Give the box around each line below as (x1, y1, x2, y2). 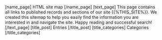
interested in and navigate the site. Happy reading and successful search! (5, 19, 152, 25)
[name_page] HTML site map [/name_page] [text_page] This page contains (5, 4, 155, 10)
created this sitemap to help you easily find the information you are (5, 14, 139, 20)
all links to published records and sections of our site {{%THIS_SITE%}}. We (5, 9, 157, 15)
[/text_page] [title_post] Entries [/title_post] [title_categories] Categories (5, 25, 149, 30)
